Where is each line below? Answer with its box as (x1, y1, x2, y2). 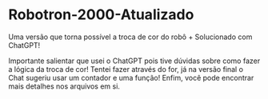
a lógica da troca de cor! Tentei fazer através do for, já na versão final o (8, 64, 244, 73)
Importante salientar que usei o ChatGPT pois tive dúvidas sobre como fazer (8, 56, 261, 65)
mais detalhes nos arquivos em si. (8, 81, 120, 91)
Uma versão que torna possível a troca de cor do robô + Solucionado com (8, 32, 253, 42)
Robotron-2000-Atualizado (8, 6, 194, 24)
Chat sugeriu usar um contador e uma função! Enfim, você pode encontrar (8, 73, 254, 82)
